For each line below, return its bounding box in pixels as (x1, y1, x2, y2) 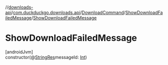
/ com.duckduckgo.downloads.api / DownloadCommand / (11, 9, 126, 15)
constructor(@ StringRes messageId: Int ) (5, 54, 87, 60)
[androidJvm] (5, 48, 34, 54)
